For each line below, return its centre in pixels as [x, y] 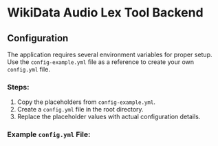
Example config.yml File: [49, 134]
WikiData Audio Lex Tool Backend [106, 13]
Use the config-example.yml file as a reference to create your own [101, 62]
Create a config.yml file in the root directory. [80, 109]
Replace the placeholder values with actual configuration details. [109, 117]
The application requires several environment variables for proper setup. [110, 54]
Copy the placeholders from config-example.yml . [86, 102]
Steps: [18, 87]
